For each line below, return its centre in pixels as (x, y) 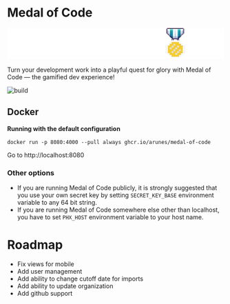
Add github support (45, 293)
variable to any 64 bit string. (57, 202)
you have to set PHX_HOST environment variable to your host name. (110, 217)
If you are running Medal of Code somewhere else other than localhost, (118, 210)
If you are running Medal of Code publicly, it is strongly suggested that (117, 188)
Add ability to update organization (65, 286)
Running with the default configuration (64, 128)
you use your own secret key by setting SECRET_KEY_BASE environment (116, 195)
